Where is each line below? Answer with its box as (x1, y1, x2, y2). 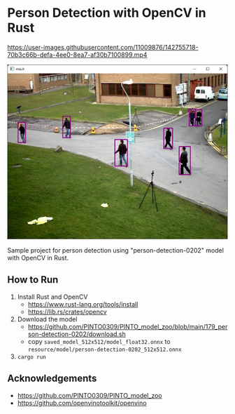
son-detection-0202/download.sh (27, 330, 126, 338)
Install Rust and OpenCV (17, 293, 88, 301)
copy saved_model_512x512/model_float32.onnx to (27, 337, 171, 345)
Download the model (17, 314, 78, 323)
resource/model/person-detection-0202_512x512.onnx (27, 346, 182, 353)
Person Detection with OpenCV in (7, 5, 206, 21)
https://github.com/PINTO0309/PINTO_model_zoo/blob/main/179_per (27, 322, 228, 330)
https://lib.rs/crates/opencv (27, 307, 107, 316)
